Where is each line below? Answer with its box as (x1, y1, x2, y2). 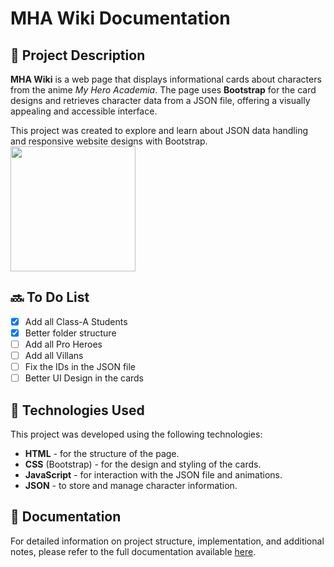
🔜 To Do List (10, 289, 90, 306)
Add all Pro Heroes (24, 338, 103, 350)
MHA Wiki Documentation (10, 7, 231, 30)
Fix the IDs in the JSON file (24, 361, 137, 373)
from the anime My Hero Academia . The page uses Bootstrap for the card (10, 84, 317, 96)
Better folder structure (24, 327, 117, 339)
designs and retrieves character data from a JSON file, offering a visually (10, 95, 311, 106)
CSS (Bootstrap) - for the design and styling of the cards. (24, 458, 262, 470)
